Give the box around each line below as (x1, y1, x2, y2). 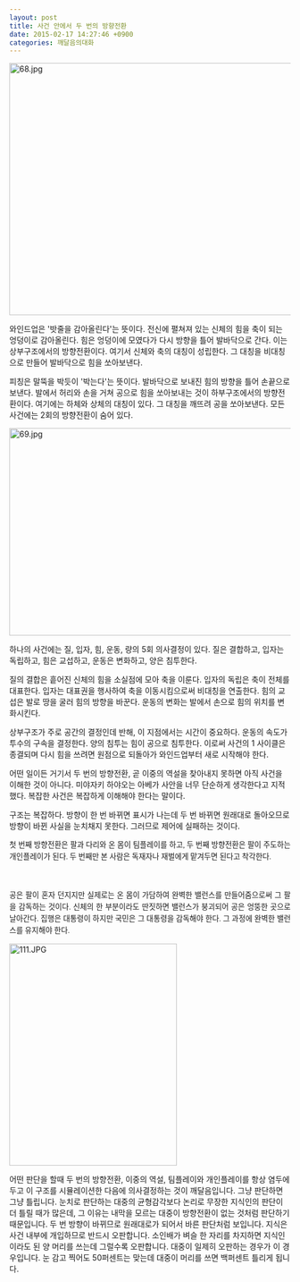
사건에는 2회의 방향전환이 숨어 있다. (9, 410, 134, 420)
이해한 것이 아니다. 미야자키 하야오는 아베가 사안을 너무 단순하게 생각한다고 (9, 779, 270, 790)
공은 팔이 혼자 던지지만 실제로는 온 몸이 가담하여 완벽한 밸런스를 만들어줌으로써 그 (9, 890, 282, 900)
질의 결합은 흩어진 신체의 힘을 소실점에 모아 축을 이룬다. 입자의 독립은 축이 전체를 (9, 675, 290, 685)
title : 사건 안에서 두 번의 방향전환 (9, 21, 128, 30)
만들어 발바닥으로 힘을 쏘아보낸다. (25, 357, 143, 368)
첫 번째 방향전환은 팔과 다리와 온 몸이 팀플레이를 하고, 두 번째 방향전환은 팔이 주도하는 (9, 840, 291, 850)
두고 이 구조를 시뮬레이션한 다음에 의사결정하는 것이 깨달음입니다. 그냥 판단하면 (9, 1185, 284, 1196)
